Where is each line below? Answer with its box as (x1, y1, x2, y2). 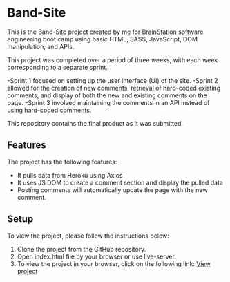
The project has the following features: (7, 158, 117, 166)
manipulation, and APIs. (7, 42, 75, 50)
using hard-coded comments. (7, 106, 92, 114)
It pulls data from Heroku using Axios (17, 171, 123, 179)
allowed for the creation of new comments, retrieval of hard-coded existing (7, 84, 221, 92)
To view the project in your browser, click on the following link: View (17, 259, 211, 267)
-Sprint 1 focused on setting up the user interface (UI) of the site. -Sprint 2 (7, 76, 218, 84)
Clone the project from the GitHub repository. (17, 245, 146, 253)
